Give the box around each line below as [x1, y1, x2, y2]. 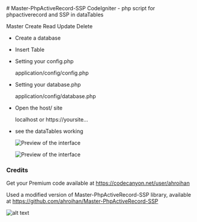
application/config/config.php [14, 69, 89, 76]
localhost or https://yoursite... [14, 116, 88, 123]
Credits [6, 165, 28, 174]
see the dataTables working [14, 128, 83, 135]
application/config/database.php [14, 93, 96, 100]
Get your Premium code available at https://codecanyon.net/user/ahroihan [6, 179, 190, 187]
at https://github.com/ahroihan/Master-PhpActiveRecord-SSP [6, 197, 159, 205]
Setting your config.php [14, 58, 74, 64]
